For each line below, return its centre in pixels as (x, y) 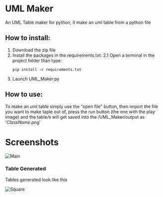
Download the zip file (34, 50)
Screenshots (32, 142)
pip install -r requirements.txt (47, 69)
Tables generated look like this (36, 180)
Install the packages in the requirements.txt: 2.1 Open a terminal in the (83, 55)
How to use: (24, 95)
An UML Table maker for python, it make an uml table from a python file (78, 22)
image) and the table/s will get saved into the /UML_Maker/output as (75, 117)
